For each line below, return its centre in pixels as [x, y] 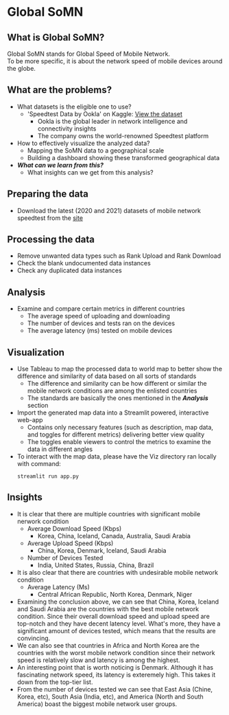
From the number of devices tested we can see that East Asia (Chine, [115, 689]
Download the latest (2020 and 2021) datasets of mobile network [109, 210]
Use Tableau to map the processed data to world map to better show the [120, 369]
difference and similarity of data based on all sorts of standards [107, 376]
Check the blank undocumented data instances [84, 263]
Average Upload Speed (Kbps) [70, 543]
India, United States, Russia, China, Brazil [96, 565]
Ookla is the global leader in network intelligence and [112, 121]
